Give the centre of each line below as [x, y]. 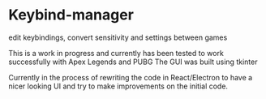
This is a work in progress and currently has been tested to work [116, 53]
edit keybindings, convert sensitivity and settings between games [118, 37]
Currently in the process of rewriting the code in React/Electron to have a [131, 77]
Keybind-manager [71, 15]
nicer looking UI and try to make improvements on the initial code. [118, 86]
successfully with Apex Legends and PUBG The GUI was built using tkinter [133, 62]
